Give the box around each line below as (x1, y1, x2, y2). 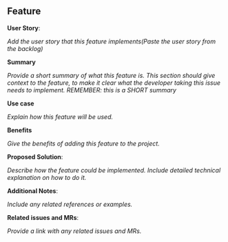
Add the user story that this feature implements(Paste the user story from (7, 37, 216, 46)
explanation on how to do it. (7, 173, 87, 181)
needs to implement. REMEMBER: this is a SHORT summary (7, 85, 177, 94)
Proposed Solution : (7, 152, 63, 161)
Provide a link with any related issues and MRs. (7, 227, 142, 235)
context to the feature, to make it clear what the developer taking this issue (7, 79, 221, 87)
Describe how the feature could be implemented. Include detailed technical (7, 165, 221, 174)
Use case (7, 99, 34, 108)
